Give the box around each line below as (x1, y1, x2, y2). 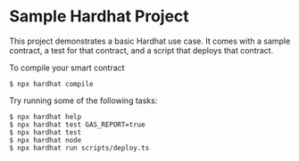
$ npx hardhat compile (9, 79, 94, 88)
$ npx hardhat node (9, 135, 82, 144)
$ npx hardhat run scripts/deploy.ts (9, 143, 150, 152)
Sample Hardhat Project (9, 6, 189, 27)
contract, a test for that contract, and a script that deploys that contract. (9, 44, 274, 55)
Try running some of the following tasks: (9, 95, 158, 106)
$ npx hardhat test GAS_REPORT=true (9, 120, 145, 129)
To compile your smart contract (9, 62, 125, 73)
